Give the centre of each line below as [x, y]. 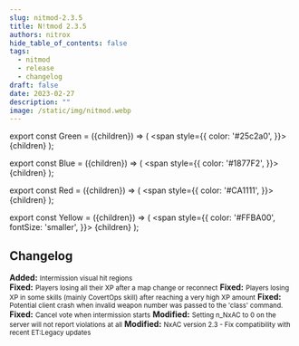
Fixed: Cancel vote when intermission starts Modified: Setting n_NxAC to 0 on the [143, 314]
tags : [19, 52]
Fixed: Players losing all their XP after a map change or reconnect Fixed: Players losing [149, 287]
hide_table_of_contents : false [68, 43]
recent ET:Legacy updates [50, 333]
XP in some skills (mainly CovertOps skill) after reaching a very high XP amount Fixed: [145, 297]
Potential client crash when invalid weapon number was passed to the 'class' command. [146, 306]
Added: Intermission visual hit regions [71, 278]
